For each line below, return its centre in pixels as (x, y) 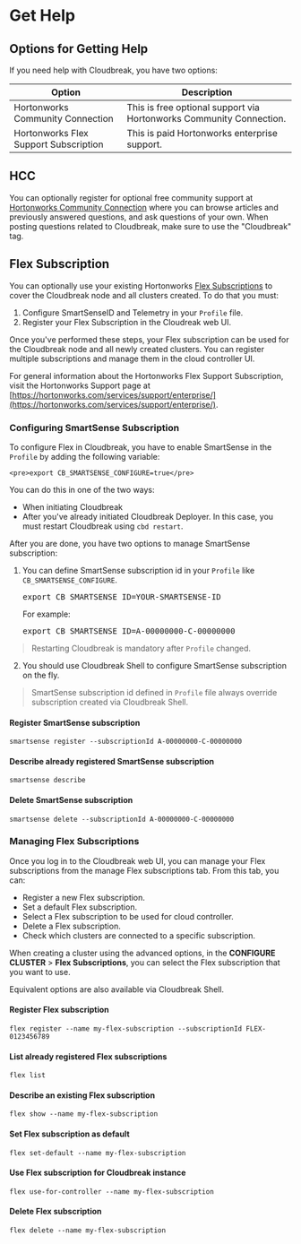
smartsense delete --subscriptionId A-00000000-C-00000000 (122, 819)
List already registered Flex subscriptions (88, 1056)
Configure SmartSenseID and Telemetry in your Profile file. (133, 312)
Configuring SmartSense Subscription (95, 428)
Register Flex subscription (59, 1010)
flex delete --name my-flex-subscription (88, 1231)
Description (207, 92)
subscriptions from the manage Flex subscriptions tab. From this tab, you (144, 870)
